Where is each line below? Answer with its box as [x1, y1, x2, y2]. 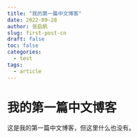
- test [13, 55, 33, 62]
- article [13, 68, 42, 75]
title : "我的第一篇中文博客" [7, 10, 82, 17]
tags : [7, 61, 23, 68]
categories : [7, 49, 42, 56]
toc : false [7, 42, 39, 49]
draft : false [7, 36, 45, 43]
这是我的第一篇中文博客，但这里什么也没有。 [7, 124, 135, 132]
